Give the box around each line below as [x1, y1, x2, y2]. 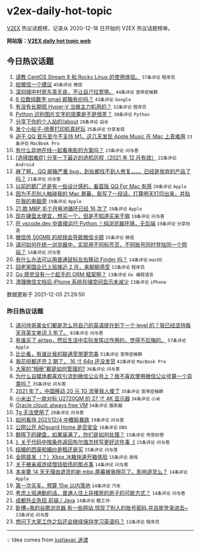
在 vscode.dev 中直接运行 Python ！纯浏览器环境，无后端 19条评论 [15, 219, 176, 227]
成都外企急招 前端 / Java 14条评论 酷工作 [15, 497, 110, 504]
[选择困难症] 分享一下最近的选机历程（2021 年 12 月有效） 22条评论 [15, 153, 177, 161]
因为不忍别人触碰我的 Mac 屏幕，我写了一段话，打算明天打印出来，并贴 [15, 190, 191, 197]
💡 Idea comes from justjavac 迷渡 [7, 537, 88, 544]
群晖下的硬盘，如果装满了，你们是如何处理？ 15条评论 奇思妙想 [15, 431, 164, 438]
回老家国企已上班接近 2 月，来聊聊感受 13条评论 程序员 [15, 263, 145, 270]
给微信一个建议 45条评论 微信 [15, 80, 82, 87]
